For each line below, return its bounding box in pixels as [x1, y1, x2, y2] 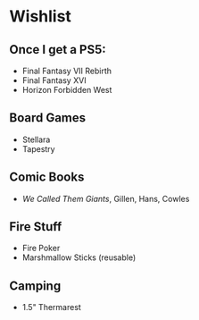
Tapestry [21, 143, 55, 154]
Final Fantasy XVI [21, 75, 87, 86]
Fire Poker [21, 243, 61, 254]
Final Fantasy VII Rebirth [21, 65, 112, 76]
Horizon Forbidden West [21, 85, 112, 95]
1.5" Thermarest [21, 302, 82, 313]
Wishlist [9, 6, 71, 27]
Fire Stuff [9, 219, 62, 234]
